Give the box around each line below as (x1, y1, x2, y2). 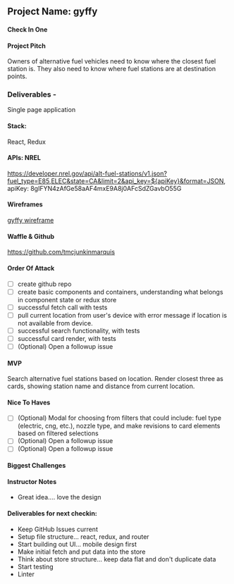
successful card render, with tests (17, 334, 116, 342)
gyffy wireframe (7, 216, 54, 225)
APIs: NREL (7, 154, 41, 162)
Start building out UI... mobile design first (17, 540, 137, 548)
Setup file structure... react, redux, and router (17, 532, 149, 541)
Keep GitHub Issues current (17, 525, 99, 533)
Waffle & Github (7, 232, 55, 240)
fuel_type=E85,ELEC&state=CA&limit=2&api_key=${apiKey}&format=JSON (7, 176, 224, 185)
